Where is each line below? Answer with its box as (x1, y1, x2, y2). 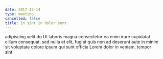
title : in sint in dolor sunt (5, 20, 67, 26)
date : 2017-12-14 (5, 7, 41, 12)
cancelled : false (5, 16, 41, 21)
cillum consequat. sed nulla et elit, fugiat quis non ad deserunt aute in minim (5, 39, 159, 45)
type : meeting (5, 12, 34, 16)
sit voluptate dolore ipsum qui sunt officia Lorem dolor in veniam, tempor (5, 44, 152, 50)
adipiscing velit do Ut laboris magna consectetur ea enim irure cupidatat (5, 34, 151, 40)
